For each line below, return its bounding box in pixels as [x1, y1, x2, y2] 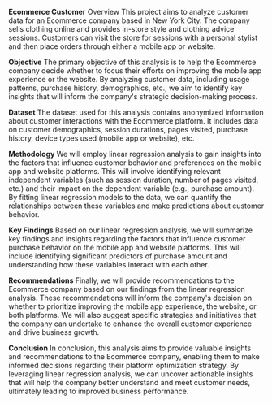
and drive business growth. [8, 328, 100, 337]
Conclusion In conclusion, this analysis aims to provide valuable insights [8, 343, 252, 353]
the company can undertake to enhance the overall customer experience [8, 319, 253, 328]
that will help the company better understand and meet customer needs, [8, 378, 251, 387]
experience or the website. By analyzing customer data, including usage [8, 75, 250, 84]
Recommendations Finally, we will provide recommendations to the [8, 276, 235, 285]
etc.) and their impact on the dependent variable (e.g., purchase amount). [8, 184, 254, 193]
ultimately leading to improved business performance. [8, 386, 189, 396]
